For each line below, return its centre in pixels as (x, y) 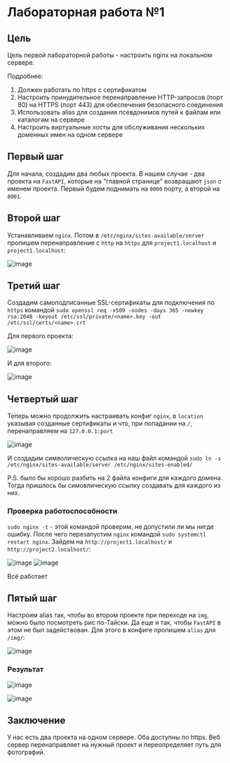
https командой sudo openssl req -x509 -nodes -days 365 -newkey (106, 310)
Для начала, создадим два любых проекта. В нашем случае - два (106, 174)
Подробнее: (25, 76)
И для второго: (29, 364)
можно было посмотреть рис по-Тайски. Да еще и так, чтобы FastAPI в (114, 622)
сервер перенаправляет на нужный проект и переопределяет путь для (114, 745)
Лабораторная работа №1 (86, 12)
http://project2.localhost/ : (49, 549)
